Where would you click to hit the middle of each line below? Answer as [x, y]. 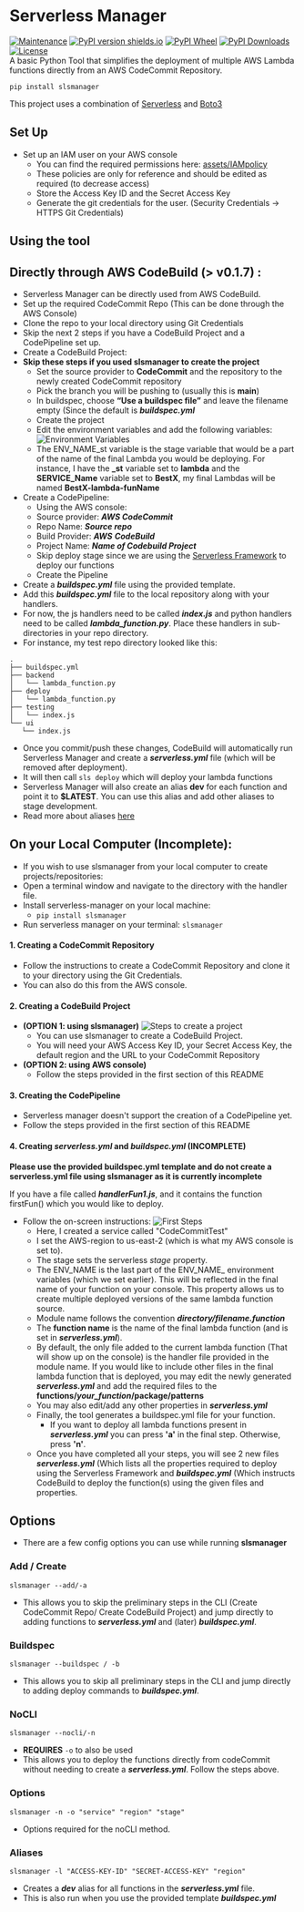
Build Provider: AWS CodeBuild [96, 536]
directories [43, 632]
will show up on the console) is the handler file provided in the [152, 1357]
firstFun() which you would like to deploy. [86, 1203]
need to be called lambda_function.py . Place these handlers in [142, 623]
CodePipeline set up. [62, 342]
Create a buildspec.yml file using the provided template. [129, 584]
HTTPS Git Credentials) [80, 212]
